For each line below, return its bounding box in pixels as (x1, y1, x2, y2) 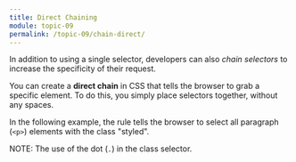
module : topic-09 (9, 21, 74, 30)
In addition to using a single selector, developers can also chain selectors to (9, 54, 288, 65)
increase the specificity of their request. (9, 63, 156, 74)
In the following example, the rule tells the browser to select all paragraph (9, 117, 279, 127)
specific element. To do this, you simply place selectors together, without (9, 90, 278, 101)
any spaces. (9, 100, 54, 110)
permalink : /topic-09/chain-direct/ (9, 29, 145, 38)
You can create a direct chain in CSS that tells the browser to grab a (9, 81, 260, 92)
